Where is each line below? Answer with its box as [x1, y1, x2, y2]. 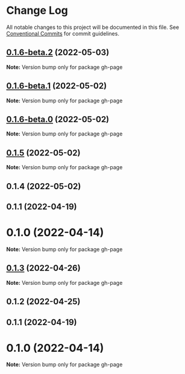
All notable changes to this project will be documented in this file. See [6, 23, 180, 31]
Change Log [6, 4, 68, 17]
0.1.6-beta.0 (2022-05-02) [6, 114, 110, 124]
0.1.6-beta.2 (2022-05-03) [6, 48, 110, 58]
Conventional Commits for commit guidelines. [6, 30, 119, 37]
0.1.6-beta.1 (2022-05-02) [6, 81, 107, 91]
